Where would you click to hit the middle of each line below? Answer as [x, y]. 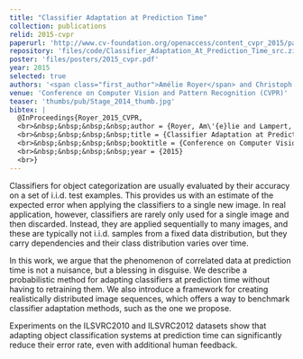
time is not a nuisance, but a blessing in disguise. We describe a [129, 270]
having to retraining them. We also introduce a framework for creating [139, 289]
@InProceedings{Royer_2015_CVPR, [80, 118]
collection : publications [58, 26]
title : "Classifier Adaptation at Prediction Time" [108, 18]
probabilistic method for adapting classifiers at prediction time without [140, 279]
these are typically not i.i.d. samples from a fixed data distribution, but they [148, 233]
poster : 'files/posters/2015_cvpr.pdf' [84, 59]
